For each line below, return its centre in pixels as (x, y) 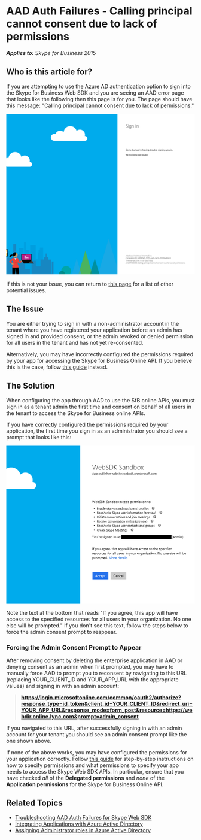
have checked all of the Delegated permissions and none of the (86, 778)
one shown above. (29, 741)
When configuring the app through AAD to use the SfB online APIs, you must (100, 400)
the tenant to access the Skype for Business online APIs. (76, 413)
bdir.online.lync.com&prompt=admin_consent (80, 716)
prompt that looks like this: (39, 437)
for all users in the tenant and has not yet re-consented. (75, 342)
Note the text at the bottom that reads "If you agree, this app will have (92, 612)
